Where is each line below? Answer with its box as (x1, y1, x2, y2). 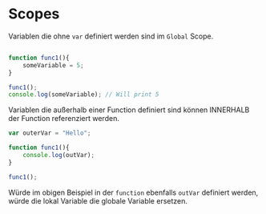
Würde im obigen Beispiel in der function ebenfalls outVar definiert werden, (8, 188, 259, 197)
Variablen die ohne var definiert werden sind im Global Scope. (8, 31, 214, 41)
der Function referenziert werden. (8, 114, 120, 123)
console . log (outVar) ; (22, 151, 95, 159)
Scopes (8, 5, 60, 23)
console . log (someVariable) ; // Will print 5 (8, 91, 159, 99)
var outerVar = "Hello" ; (8, 129, 91, 137)
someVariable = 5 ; (22, 61, 84, 69)
